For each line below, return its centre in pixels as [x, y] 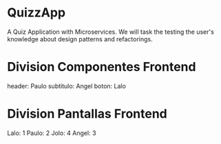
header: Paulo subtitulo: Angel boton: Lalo [66, 86]
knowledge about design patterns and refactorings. [80, 39]
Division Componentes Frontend [102, 67]
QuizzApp [36, 13]
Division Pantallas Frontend [87, 114]
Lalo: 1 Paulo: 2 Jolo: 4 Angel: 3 [52, 133]
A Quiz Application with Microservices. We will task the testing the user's [111, 32]
